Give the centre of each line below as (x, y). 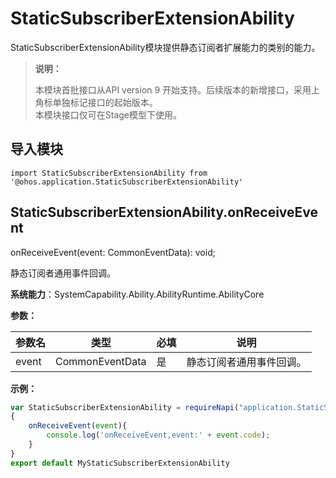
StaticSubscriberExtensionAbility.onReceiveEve (164, 212)
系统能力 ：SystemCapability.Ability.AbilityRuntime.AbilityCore (137, 294)
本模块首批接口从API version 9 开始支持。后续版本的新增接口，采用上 (177, 89)
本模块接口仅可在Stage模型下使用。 (108, 114)
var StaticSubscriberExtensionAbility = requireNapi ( (125, 407)
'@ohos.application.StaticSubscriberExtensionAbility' (127, 182)
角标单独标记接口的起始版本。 (96, 102)
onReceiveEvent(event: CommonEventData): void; (113, 252)
